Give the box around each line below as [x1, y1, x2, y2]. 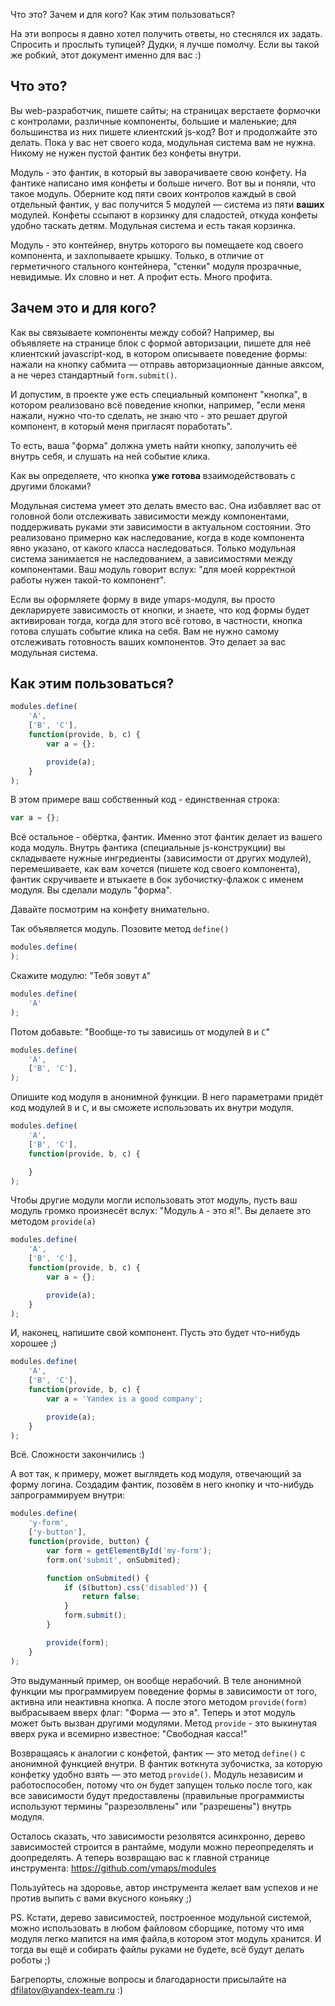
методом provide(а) [10, 1215, 97, 1228]
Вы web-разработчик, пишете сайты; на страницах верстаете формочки [10, 104, 321, 116]
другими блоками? [10, 480, 92, 492]
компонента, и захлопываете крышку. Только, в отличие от [10, 249, 264, 261]
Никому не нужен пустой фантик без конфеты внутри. [10, 147, 242, 159]
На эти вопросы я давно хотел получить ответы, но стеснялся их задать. [10, 28, 323, 39]
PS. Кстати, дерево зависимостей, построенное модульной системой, [10, 1911, 312, 1923]
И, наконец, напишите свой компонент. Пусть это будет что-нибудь [10, 1327, 301, 1339]
